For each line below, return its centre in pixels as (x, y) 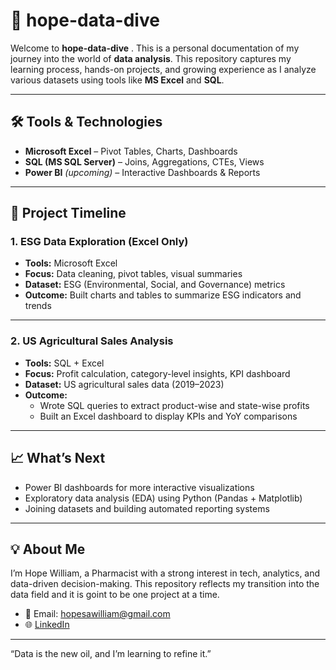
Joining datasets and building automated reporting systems (147, 508)
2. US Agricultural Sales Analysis (92, 341)
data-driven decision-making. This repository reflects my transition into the (165, 584)
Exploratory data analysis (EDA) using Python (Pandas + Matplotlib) (163, 498)
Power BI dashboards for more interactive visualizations (139, 487)
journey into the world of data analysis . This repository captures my (151, 58)
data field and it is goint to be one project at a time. (115, 595)
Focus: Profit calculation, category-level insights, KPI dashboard (157, 373)
